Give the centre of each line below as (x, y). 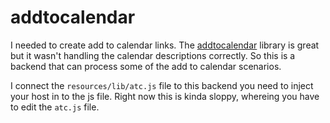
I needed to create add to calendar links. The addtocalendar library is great (165, 45)
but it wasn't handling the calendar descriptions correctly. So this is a (153, 55)
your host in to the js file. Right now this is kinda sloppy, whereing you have (165, 96)
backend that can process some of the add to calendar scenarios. (146, 66)
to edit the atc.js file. (55, 107)
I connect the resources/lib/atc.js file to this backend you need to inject (162, 85)
